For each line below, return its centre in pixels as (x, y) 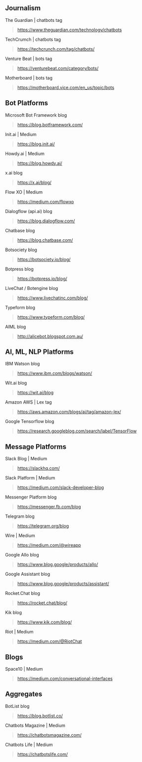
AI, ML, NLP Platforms (40, 352)
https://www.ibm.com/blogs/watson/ (55, 373)
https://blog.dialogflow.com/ (46, 221)
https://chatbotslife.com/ (43, 754)
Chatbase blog (20, 230)
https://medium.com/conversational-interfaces (65, 679)
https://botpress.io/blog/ (42, 278)
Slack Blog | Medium (26, 459)
